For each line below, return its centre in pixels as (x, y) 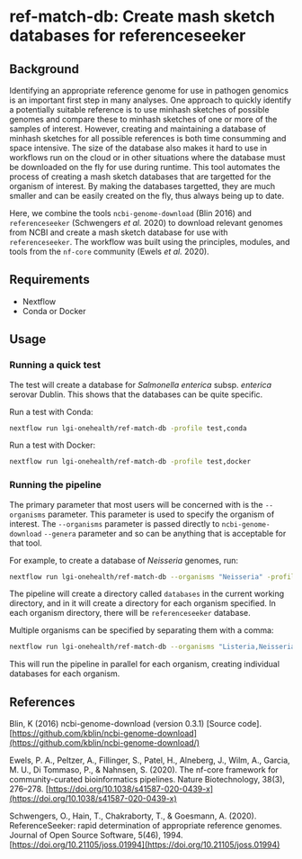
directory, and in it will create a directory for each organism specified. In (142, 603)
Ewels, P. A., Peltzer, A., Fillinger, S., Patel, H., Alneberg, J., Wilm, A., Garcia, (150, 760)
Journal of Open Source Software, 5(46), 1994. (96, 836)
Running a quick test (55, 365)
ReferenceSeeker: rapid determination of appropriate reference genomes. (146, 826)
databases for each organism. (65, 674)
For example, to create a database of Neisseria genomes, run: (124, 560)
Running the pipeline (55, 485)
